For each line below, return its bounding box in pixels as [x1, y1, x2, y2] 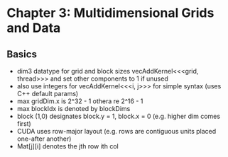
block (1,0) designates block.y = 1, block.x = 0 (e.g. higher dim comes [16, 112, 221, 120]
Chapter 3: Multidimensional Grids [6, 5, 215, 21]
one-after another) [16, 134, 72, 143]
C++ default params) [16, 90, 79, 98]
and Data [6, 20, 61, 36]
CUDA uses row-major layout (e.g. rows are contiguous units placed [16, 127, 217, 135]
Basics [6, 48, 37, 60]
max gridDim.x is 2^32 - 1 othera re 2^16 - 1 [16, 97, 143, 105]
